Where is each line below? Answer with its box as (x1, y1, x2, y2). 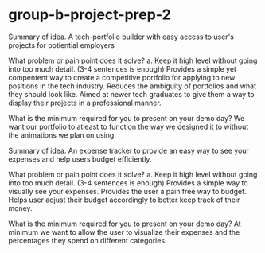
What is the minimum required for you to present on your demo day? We (8, 113, 245, 123)
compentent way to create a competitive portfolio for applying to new (8, 72, 236, 82)
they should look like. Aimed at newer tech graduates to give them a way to (8, 89, 255, 99)
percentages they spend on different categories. (8, 235, 167, 245)
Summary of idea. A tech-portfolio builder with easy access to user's (8, 32, 235, 41)
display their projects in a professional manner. (8, 98, 162, 107)
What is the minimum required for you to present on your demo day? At (8, 219, 241, 228)
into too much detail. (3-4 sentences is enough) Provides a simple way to (8, 177, 248, 188)
